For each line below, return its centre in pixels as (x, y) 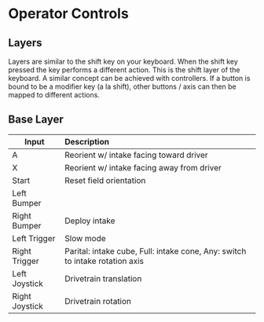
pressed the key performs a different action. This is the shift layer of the (125, 70)
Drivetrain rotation (98, 301)
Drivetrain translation (103, 278)
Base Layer (36, 120)
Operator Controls (69, 14)
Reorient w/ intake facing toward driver (136, 155)
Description (87, 141)
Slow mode (85, 238)
